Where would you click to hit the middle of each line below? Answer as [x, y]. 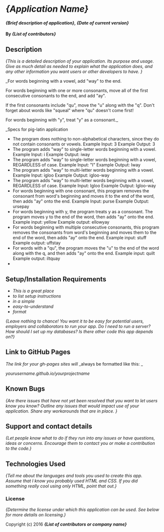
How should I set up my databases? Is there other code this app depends [79, 332]
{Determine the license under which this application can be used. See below [82, 509]
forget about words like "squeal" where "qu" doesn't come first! [70, 111]
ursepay [21, 207]
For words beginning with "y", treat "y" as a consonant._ [62, 120]
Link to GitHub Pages [38, 352]
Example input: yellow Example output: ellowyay [61, 222]
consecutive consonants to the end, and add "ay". [56, 96]
